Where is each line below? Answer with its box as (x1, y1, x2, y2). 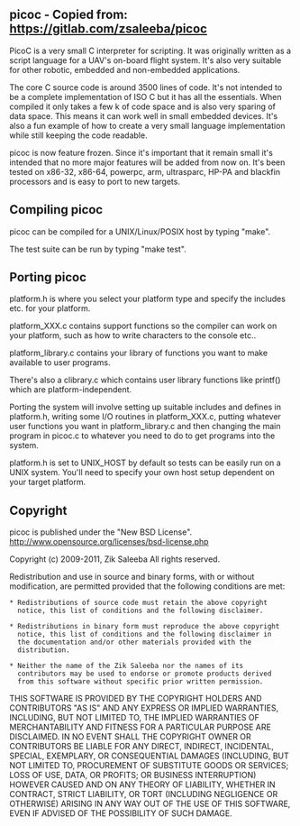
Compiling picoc (9, 202, 104, 217)
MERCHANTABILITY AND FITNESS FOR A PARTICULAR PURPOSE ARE (9, 721, 272, 733)
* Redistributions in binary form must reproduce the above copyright (9, 622, 280, 631)
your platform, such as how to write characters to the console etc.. (9, 330, 257, 341)
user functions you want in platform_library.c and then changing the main (9, 421, 281, 432)
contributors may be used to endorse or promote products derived (17, 669, 272, 679)
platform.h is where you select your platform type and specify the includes (9, 293, 286, 305)
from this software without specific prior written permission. (17, 677, 264, 686)
